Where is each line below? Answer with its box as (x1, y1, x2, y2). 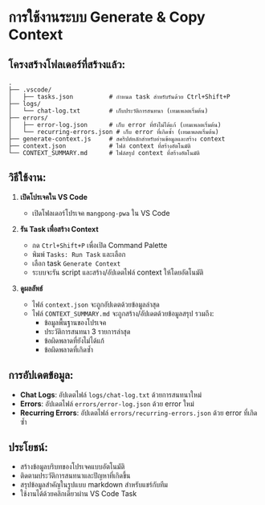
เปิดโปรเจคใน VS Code (19, 192, 88, 202)
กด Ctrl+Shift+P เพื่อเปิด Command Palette (31, 240, 168, 250)
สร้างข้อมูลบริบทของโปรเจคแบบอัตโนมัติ (19, 462, 125, 471)
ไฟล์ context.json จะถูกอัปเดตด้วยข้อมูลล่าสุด (31, 299, 161, 309)
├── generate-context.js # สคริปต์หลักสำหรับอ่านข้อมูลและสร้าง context (8, 135, 226, 143)
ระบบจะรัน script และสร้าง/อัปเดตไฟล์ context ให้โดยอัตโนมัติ (31, 267, 204, 277)
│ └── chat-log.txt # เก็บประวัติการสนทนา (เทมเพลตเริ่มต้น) (8, 107, 209, 115)
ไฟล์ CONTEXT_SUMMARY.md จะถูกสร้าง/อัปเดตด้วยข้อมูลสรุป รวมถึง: (31, 308, 214, 318)
